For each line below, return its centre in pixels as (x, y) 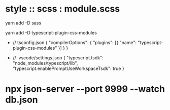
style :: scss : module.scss (63, 9)
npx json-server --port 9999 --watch (85, 89)
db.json (22, 100)
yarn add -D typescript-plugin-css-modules (51, 32)
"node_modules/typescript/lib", (45, 63)
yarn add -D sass (23, 23)
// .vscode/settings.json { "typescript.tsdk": (58, 58)
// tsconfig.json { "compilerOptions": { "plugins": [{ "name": (75, 42)
